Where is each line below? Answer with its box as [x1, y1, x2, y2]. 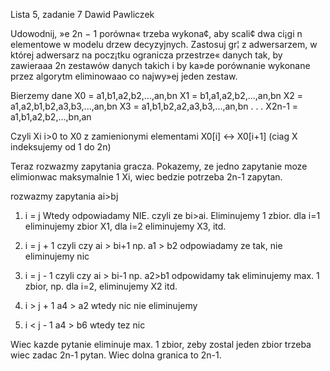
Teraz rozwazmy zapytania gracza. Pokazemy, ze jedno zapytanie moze [10, 160, 308, 172]
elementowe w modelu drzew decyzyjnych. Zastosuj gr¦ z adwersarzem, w [10, 39, 318, 50]
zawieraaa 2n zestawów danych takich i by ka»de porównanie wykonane [10, 60, 311, 71]
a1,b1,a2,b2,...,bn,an [10, 111, 92, 123]
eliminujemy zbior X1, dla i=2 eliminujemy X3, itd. [24, 220, 227, 232]
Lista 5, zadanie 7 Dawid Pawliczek [10, 9, 155, 20]
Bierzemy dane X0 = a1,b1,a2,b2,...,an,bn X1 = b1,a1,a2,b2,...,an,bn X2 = [10, 90, 304, 101]
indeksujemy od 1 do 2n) [10, 141, 112, 153]
